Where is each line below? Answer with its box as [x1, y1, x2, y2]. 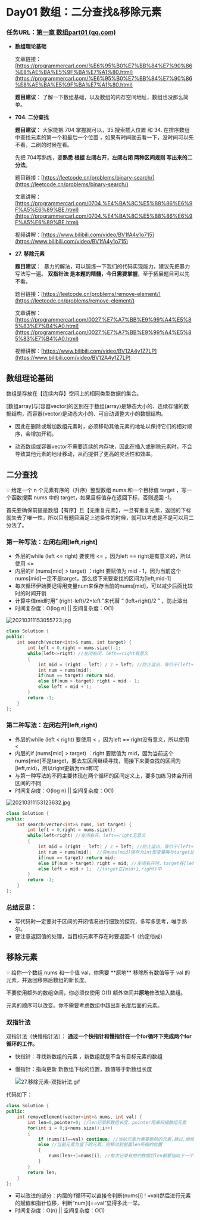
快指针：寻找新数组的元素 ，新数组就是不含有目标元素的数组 [14, 1053, 162, 1060]
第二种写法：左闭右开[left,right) [6, 721, 98, 730]
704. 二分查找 [14, 114, 49, 121]
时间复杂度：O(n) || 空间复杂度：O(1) [14, 1207, 105, 1214]
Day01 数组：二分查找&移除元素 [6, 5, 162, 19]
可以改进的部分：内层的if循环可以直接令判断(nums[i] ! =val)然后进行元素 [14, 1192, 192, 1199]
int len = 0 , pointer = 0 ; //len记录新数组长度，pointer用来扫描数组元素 [27, 1119, 186, 1125]
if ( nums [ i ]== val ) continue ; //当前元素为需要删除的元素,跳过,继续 [37, 1136, 195, 1142]
